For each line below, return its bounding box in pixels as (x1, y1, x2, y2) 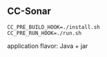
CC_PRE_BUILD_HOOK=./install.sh (7, 23, 100, 30)
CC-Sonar (7, 5, 52, 17)
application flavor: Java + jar (7, 41, 88, 50)
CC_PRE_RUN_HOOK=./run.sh (7, 30, 81, 36)
